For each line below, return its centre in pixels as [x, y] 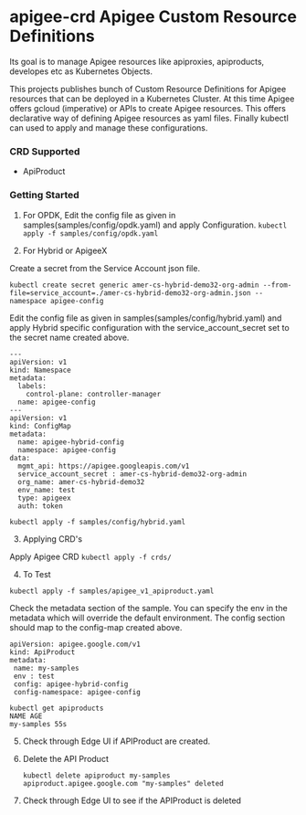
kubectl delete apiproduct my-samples [96, 775]
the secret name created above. [69, 337]
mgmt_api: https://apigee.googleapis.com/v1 [104, 466]
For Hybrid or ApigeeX [65, 250]
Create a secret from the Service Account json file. [105, 268]
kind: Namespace [40, 370]
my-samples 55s [38, 724]
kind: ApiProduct [42, 652]
